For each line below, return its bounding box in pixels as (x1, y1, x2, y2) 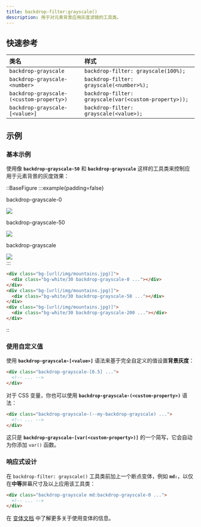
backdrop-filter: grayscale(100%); (84, 68, 186, 75)
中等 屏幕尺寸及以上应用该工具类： (11, 480, 96, 487)
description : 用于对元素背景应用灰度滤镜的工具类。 (6, 14, 121, 20)
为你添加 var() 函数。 (6, 441, 60, 449)
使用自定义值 (6, 342, 44, 350)
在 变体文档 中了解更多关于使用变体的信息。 (6, 514, 114, 522)
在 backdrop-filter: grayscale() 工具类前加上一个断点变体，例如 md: (6, 473, 178, 480)
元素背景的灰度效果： (16, 172, 69, 180)
